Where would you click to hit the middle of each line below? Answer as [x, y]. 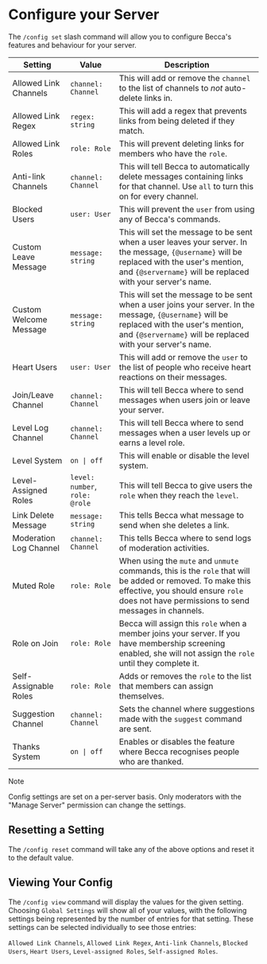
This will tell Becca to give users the [186, 485]
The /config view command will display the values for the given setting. [126, 902]
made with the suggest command [180, 718]
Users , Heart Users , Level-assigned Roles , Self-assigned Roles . [113, 950]
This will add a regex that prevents [183, 110]
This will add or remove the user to [183, 357]
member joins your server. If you [180, 633]
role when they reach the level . [179, 495]
